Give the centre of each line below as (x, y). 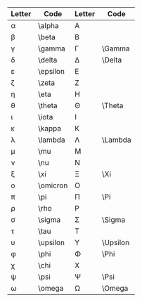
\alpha (49, 26)
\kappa (50, 128)
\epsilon (52, 71)
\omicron (53, 185)
